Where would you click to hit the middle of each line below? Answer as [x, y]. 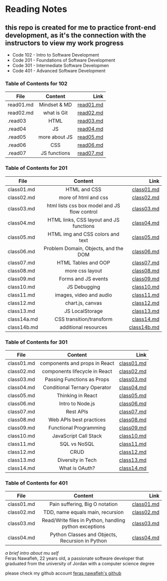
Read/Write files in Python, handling [83, 520]
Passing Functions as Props [77, 379]
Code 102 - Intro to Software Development [56, 55]
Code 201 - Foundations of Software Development [64, 60]
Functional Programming [77, 428]
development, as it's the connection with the [76, 35]
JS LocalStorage [83, 311]
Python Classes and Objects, [83, 535]
